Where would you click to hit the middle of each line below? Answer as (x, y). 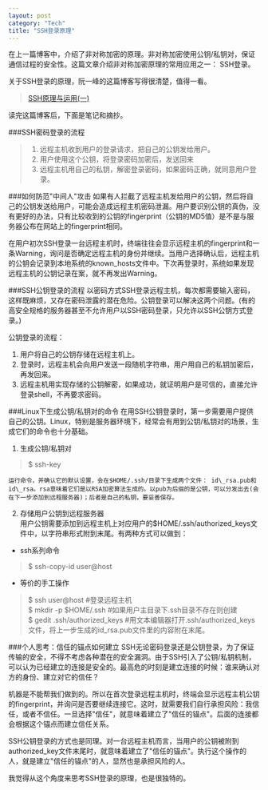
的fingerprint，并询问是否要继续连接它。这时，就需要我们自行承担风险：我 (130, 704)
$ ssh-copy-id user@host (70, 567)
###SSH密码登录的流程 (47, 132)
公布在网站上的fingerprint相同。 (75, 227)
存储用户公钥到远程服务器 (62, 514)
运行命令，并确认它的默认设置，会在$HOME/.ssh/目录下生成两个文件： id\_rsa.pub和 (132, 481)
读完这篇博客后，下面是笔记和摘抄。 (68, 115)
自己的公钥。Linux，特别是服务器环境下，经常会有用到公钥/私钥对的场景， (130, 422)
